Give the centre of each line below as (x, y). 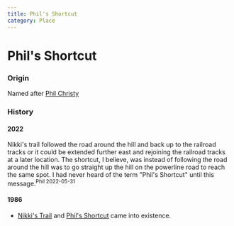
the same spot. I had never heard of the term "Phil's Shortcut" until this (111, 175)
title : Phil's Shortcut (43, 14)
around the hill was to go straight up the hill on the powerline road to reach (116, 167)
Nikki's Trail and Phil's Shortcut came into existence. (94, 215)
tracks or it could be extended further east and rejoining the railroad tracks (116, 152)
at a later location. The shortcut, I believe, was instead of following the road (117, 160)
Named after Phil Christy (43, 93)
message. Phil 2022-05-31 (41, 183)
